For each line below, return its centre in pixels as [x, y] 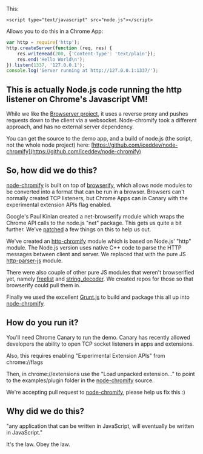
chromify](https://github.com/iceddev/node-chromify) [74, 152]
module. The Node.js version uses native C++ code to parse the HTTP [94, 247]
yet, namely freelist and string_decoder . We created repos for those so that [100, 279]
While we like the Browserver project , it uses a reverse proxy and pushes [97, 114]
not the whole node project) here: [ [50, 145]
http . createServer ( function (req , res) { [59, 48]
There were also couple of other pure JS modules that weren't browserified [100, 272]
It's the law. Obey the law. [38, 444]
